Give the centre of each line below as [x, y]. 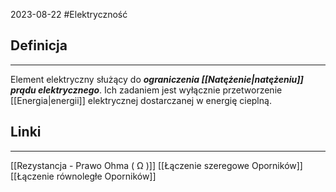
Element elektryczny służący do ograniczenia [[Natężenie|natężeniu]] [157, 79]
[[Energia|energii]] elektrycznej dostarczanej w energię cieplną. [141, 100]
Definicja [39, 45]
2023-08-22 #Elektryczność [69, 14]
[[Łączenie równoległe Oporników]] [83, 176]
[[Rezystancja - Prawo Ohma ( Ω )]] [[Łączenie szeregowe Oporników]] [156, 165]
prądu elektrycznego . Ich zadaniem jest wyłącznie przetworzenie [146, 90]
